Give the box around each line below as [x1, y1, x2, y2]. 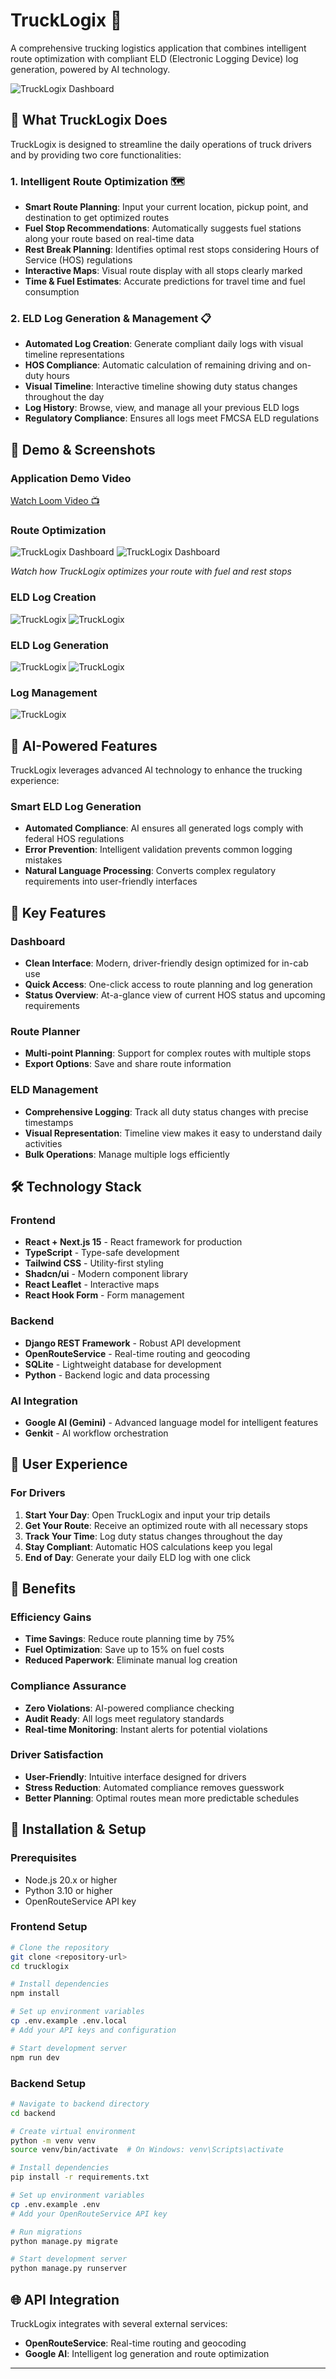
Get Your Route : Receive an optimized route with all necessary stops [24, 1519, 309, 1531]
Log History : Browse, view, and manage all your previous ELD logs [24, 402, 300, 414]
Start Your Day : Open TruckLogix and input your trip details [24, 1509, 271, 1521]
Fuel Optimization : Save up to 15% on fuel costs [24, 1644, 225, 1656]
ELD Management [10, 1083, 99, 1097]
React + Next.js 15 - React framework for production [24, 1236, 243, 1248]
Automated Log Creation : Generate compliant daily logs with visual [24, 338, 304, 350]
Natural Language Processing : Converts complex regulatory [24, 865, 277, 877]
